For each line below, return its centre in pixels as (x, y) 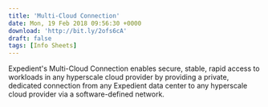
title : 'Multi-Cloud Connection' (64, 16)
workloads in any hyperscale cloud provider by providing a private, (119, 77)
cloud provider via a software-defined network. (86, 94)
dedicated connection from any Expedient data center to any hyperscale (128, 86)
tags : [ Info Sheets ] (43, 46)
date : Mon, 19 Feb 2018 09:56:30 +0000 (75, 23)
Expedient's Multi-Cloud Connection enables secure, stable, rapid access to (134, 68)
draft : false (30, 38)
